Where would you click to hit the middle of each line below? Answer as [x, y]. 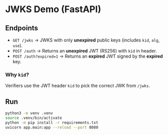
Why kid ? [17, 74]
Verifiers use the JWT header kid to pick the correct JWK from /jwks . [78, 86]
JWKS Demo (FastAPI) [53, 9]
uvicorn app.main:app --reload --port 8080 [52, 127]
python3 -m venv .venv [29, 113]
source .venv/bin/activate [34, 118]
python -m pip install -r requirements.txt [52, 122]
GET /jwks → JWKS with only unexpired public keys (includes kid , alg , [86, 40]
